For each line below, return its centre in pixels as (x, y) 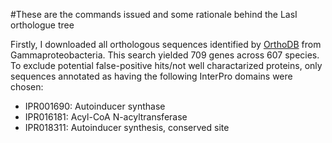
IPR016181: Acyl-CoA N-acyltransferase (106, 117)
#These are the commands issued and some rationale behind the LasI (154, 14)
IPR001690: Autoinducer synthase (95, 106)
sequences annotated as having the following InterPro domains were (151, 76)
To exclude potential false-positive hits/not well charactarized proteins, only (166, 65)
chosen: (27, 87)
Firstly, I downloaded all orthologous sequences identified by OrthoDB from (166, 44)
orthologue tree (42, 25)
